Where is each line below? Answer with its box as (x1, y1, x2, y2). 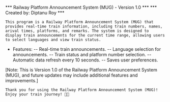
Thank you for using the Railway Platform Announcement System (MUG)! (5, 87, 158, 92)
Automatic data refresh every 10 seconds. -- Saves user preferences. (12, 57, 158, 63)
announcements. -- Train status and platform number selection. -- (12, 52, 152, 57)
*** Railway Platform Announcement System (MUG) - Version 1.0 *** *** (5, 5, 157, 10)
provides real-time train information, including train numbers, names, (5, 24, 163, 29)
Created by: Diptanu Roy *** (5, 10, 65, 16)
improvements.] (5, 78, 38, 83)
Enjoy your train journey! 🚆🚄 (5, 92, 70, 97)
